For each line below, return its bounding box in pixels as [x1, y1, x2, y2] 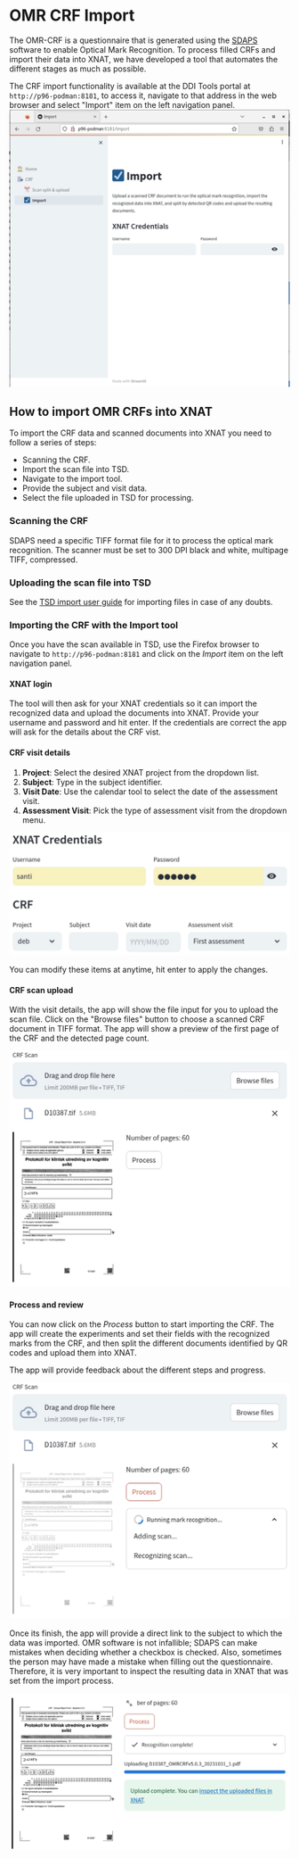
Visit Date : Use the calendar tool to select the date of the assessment [21, 786, 279, 797]
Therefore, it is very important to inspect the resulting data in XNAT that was [9, 1666, 289, 1677]
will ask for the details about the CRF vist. [9, 726, 162, 737]
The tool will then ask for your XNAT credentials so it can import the [9, 698, 258, 709]
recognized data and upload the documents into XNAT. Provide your [9, 708, 260, 718]
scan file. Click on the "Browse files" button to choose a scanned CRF [9, 1014, 265, 1024]
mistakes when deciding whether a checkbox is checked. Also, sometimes [9, 1647, 282, 1658]
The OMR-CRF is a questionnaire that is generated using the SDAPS [9, 35, 258, 46]
